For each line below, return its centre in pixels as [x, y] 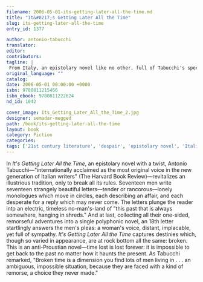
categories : [21, 141]
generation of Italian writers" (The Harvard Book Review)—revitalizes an [96, 176]
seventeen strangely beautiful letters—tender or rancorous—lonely [89, 189]
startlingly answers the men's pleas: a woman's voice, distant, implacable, [99, 228]
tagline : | [20, 62]
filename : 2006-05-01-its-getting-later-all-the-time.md [79, 12]
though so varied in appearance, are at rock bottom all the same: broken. [97, 240]
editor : [16, 51]
